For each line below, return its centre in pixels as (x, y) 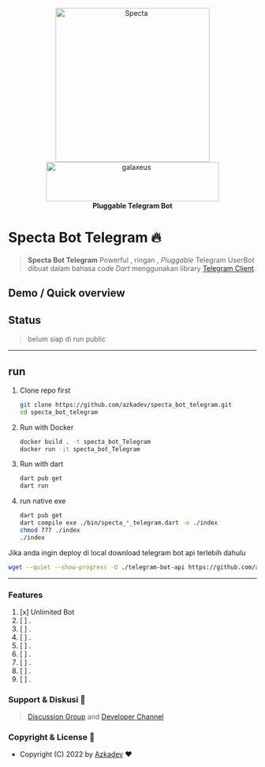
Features (26, 595)
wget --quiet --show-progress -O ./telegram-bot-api (97, 567)
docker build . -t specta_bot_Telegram (85, 442)
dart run (34, 486)
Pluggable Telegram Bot (132, 206)
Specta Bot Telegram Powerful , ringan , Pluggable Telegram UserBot (141, 260)
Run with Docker (47, 427)
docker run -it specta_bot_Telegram (80, 449)
